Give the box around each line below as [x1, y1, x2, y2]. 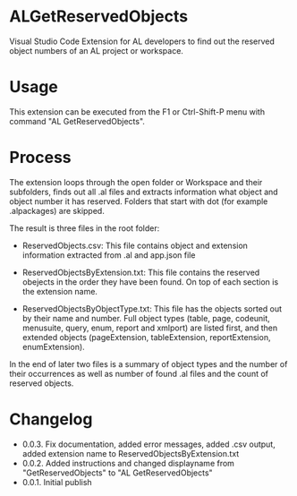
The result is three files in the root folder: [9, 222, 160, 234]
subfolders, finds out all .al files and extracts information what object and [9, 186, 279, 197]
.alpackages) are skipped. [9, 205, 105, 216]
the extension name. [21, 286, 98, 296]
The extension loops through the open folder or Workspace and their [9, 176, 263, 187]
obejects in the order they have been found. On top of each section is [21, 276, 279, 287]
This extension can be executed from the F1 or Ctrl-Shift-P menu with [9, 106, 266, 117]
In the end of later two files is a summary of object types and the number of [9, 358, 288, 369]
